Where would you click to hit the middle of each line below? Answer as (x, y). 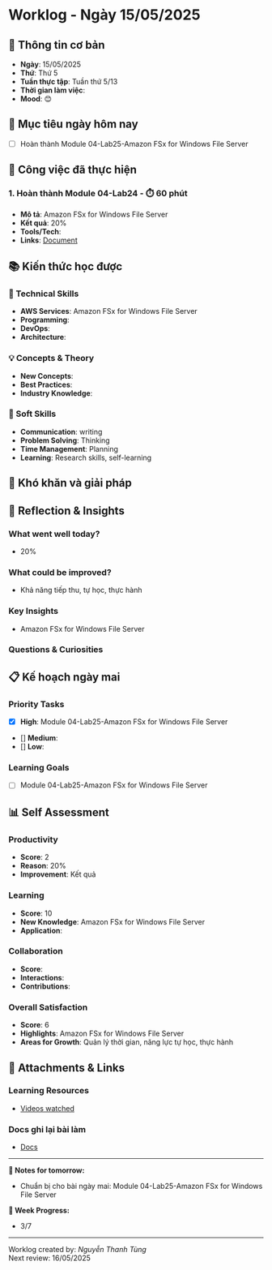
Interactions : (42, 977)
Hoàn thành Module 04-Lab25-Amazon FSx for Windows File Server (134, 144)
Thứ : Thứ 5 (39, 73)
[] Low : (32, 747)
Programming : (45, 320)
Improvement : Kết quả (58, 874)
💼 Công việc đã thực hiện (73, 170)
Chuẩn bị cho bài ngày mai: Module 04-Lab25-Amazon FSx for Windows (141, 1186)
